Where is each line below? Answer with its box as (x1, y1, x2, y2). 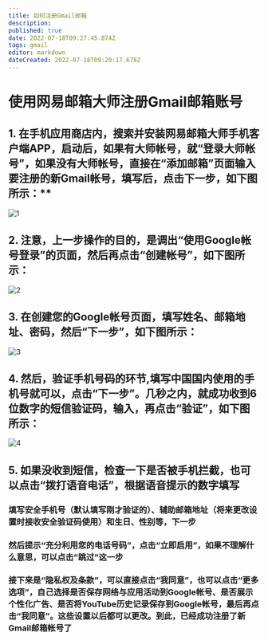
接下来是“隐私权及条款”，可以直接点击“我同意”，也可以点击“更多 (8, 575, 259, 586)
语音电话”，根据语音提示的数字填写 (66, 478, 240, 492)
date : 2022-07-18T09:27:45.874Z (8, 33, 116, 42)
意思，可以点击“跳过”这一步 (16, 552, 124, 563)
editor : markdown (8, 49, 66, 57)
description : (8, 19, 52, 27)
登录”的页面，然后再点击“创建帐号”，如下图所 (18, 249, 246, 262)
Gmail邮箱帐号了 (8, 622, 73, 634)
